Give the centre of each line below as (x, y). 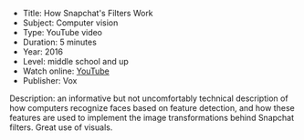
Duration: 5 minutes (60, 42)
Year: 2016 (43, 52)
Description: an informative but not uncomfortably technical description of (149, 98)
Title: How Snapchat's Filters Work (88, 13)
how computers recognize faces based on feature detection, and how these (152, 108)
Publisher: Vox (50, 80)
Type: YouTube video (63, 32)
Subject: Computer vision (70, 23)
